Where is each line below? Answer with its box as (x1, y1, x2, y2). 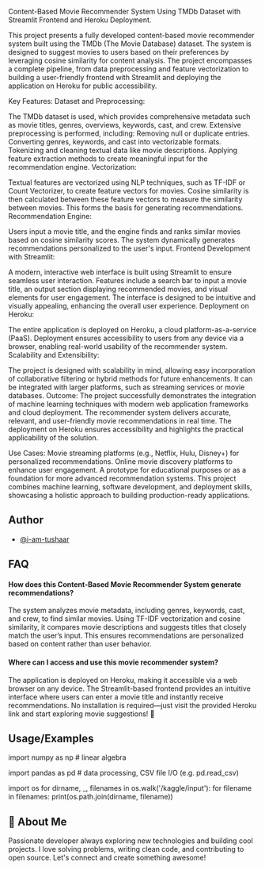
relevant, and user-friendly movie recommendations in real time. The (8, 416, 232, 425)
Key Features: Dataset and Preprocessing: (8, 97, 146, 105)
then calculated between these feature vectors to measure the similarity (8, 194, 243, 204)
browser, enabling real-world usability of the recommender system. (8, 342, 228, 351)
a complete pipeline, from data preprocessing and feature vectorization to (8, 64, 249, 74)
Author (8, 513, 44, 527)
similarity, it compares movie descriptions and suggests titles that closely (8, 623, 247, 632)
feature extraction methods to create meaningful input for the (8, 154, 208, 163)
